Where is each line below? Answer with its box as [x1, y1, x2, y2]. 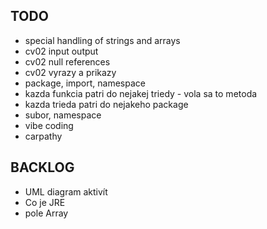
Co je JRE [24, 196, 66, 208]
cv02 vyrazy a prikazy [24, 66, 117, 78]
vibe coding [24, 119, 74, 131]
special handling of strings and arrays [24, 34, 181, 46]
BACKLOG [10, 159, 75, 176]
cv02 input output [24, 45, 99, 57]
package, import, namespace [24, 77, 146, 89]
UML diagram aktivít [24, 185, 108, 198]
